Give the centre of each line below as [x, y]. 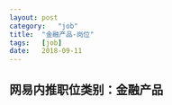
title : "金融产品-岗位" [52, 34]
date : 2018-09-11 [46, 51]
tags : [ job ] [36, 43]
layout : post [34, 17]
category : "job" [44, 26]
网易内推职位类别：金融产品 [86, 89]
